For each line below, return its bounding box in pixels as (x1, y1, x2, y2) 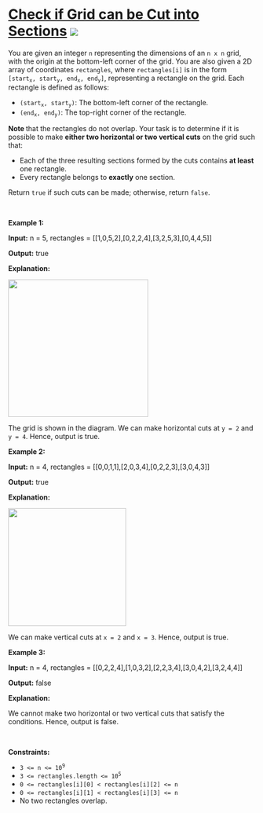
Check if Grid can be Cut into (8, 5, 200, 24)
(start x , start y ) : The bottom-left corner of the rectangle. (19, 98, 209, 108)
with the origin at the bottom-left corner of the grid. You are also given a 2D (8, 57, 253, 66)
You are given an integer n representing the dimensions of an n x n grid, (8, 48, 242, 57)
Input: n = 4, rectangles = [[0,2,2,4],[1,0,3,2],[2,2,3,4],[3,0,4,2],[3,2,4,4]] (8, 663, 243, 672)
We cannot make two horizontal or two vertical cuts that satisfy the (8, 709, 225, 718)
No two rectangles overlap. (19, 796, 108, 806)
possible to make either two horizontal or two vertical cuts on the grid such (8, 132, 256, 142)
